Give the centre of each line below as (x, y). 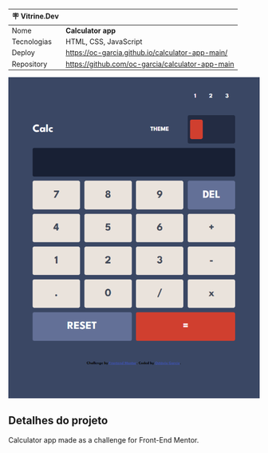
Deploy (24, 53)
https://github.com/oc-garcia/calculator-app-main (150, 64)
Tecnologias (32, 42)
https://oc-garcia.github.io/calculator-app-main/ (147, 53)
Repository (30, 64)
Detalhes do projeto (58, 421)
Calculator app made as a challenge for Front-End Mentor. (104, 439)
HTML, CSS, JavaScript (104, 42)
